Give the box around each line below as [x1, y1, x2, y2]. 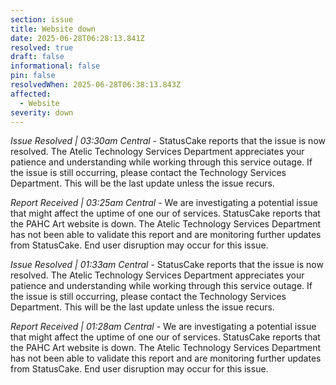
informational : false [10, 61, 101, 71]
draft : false [10, 52, 65, 62]
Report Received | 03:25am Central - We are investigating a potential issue [10, 197, 318, 209]
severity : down [10, 107, 74, 118]
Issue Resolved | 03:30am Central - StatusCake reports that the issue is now [10, 135, 326, 147]
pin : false [10, 71, 56, 81]
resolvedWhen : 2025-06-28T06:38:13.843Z [10, 80, 182, 90]
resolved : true [10, 42, 74, 53]
